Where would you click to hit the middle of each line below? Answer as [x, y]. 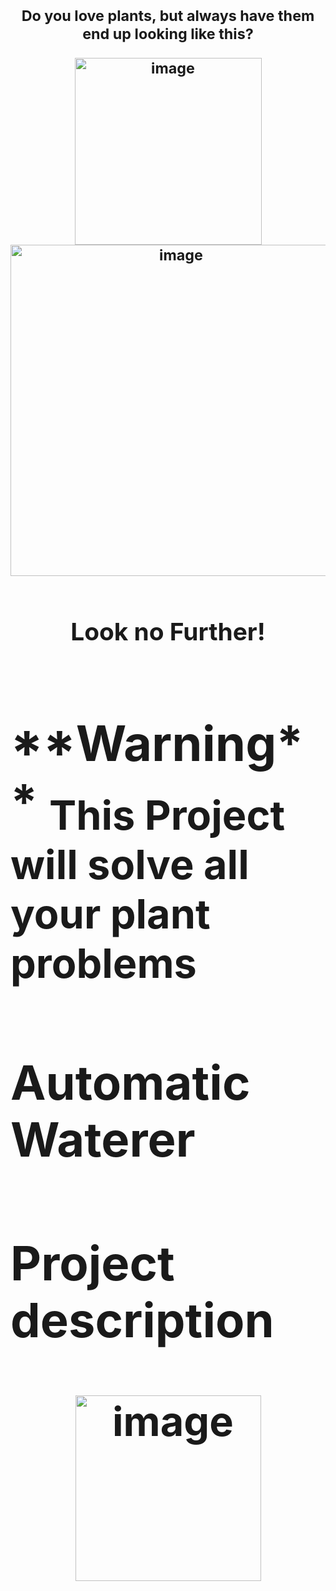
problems [103, 963]
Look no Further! [168, 631]
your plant [110, 914]
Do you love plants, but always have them [168, 16]
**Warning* [157, 743]
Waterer [103, 1140]
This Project [167, 815]
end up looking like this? [168, 34]
